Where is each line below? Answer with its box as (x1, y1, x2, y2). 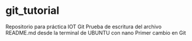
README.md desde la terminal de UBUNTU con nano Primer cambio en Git (5, 29, 186, 36)
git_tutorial (5, 4, 60, 17)
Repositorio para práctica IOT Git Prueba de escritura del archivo (5, 23, 162, 30)
